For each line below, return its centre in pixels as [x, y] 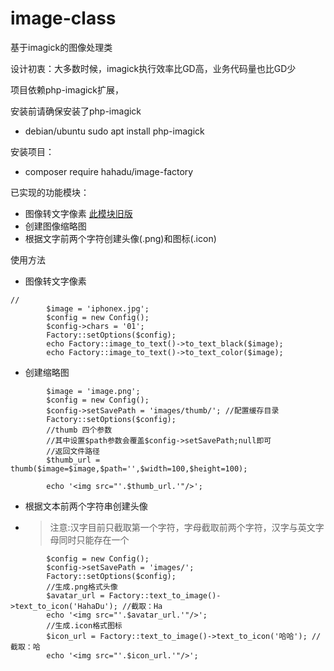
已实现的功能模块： [50, 192]
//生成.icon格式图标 [84, 625]
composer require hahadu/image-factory [109, 171]
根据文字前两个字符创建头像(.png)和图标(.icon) [120, 238]
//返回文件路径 [73, 451]
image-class [63, 18]
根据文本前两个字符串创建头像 [86, 506]
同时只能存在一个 [94, 539]
